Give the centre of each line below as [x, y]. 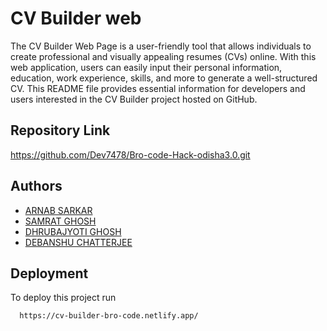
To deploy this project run [63, 298]
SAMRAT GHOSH [60, 221]
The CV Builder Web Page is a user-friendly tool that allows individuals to [161, 46]
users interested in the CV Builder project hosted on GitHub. [134, 99]
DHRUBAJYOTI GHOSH [73, 231]
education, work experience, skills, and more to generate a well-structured [164, 78]
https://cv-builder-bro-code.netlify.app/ [109, 316]
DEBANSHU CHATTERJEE [78, 242]
